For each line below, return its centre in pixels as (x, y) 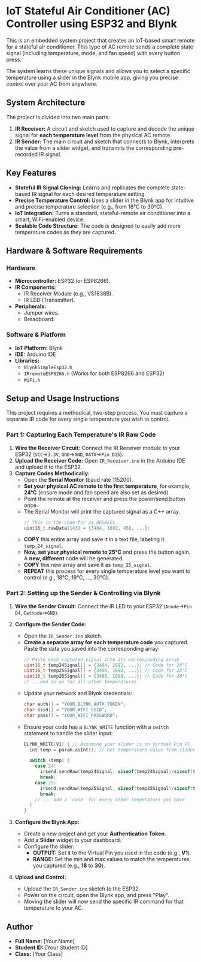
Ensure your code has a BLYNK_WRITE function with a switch (96, 727)
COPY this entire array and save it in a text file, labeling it (94, 539)
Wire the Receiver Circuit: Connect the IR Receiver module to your (98, 448)
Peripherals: (31, 306)
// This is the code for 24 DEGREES (69, 523)
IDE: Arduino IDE (35, 354)
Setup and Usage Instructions (63, 398)
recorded (26, 154)
